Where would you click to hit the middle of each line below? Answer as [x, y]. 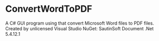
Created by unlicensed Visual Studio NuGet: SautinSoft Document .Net [79, 28]
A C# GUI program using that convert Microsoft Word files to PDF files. [80, 23]
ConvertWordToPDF [49, 9]
